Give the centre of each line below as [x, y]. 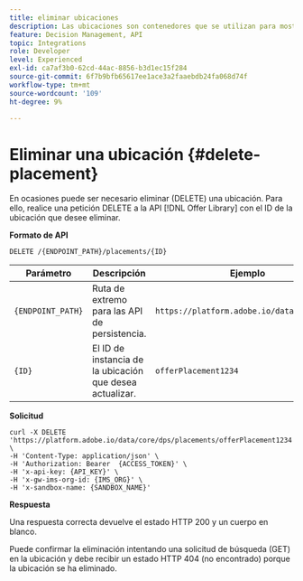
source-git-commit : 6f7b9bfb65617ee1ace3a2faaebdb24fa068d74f [129, 77]
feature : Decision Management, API [76, 34]
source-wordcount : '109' [56, 93]
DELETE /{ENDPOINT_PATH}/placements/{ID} [88, 252]
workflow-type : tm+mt [50, 85]
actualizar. [114, 394]
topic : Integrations [48, 43]
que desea [114, 382]
